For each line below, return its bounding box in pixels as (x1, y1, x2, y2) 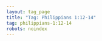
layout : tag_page (6, 8, 50, 15)
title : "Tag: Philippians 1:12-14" (6, 14, 97, 20)
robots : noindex (6, 25, 47, 32)
